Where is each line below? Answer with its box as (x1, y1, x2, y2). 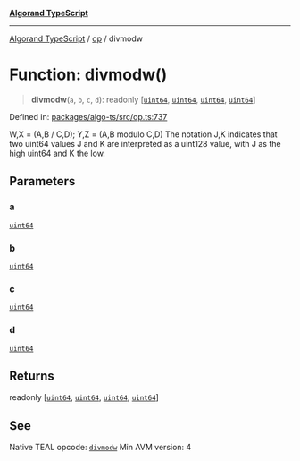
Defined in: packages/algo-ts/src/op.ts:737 (9, 111, 168, 122)
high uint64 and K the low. (9, 148, 105, 158)
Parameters (9, 174, 76, 189)
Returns (9, 368, 55, 383)
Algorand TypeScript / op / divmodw (9, 33, 143, 44)
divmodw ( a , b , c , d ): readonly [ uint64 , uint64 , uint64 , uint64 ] (30, 94, 256, 105)
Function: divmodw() (9, 64, 168, 85)
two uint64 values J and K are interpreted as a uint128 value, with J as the (9, 138, 281, 149)
